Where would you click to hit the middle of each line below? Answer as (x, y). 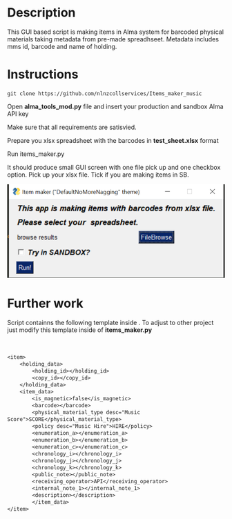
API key (18, 114)
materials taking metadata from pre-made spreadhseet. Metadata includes (113, 39)
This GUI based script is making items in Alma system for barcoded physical (116, 32)
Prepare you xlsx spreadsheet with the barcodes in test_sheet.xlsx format (113, 140)
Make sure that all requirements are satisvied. (72, 127)
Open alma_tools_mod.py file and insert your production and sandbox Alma (115, 106)
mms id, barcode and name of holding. (62, 46)
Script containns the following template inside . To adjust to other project (110, 323)
